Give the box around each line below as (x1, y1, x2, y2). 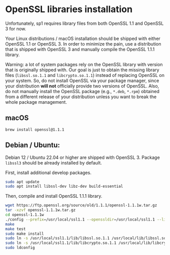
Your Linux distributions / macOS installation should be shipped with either (5, 35, 161, 41)
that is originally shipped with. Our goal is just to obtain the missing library (5, 67, 159, 73)
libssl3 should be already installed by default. (5, 159, 102, 165)
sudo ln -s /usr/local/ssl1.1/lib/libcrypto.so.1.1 (5, 240, 116, 246)
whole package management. (5, 99, 67, 105)
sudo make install (5, 231, 44, 236)
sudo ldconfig (5, 245, 35, 250)
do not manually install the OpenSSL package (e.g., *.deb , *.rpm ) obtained (5, 88, 160, 94)
